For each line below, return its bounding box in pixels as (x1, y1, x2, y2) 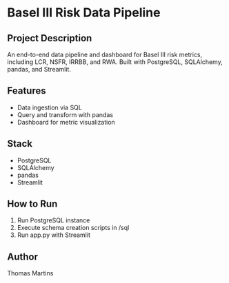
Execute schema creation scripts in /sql (17, 224, 130, 232)
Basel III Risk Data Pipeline (7, 5, 161, 21)
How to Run (7, 198, 58, 210)
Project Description (7, 32, 92, 44)
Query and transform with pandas (17, 110, 114, 118)
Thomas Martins (7, 269, 54, 277)
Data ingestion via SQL (17, 103, 83, 112)
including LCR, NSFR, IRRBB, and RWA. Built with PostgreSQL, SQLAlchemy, (7, 58, 223, 66)
